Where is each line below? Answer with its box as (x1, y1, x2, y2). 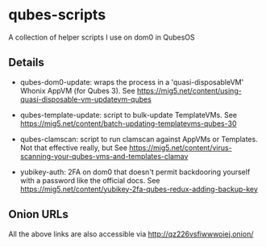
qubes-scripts (8, 6, 106, 24)
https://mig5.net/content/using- (136, 86, 242, 95)
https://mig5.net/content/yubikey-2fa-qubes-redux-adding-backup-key (19, 184, 258, 194)
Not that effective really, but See (19, 143, 127, 153)
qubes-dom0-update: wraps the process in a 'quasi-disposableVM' (19, 77, 244, 86)
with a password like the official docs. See (19, 175, 160, 185)
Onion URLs (8, 207, 69, 221)
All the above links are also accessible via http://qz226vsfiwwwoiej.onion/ (8, 228, 254, 239)
